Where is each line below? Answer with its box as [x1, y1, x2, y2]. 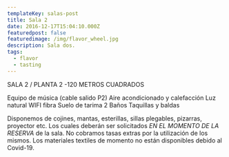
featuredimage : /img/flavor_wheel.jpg [7, 36, 119, 43]
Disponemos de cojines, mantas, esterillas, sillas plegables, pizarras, [7, 114, 202, 123]
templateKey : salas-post [7, 10, 79, 17]
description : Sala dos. [7, 42, 76, 49]
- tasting [13, 61, 41, 68]
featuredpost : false [7, 29, 67, 36]
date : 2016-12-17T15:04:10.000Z [7, 23, 100, 30]
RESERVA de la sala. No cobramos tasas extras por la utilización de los [7, 129, 208, 137]
